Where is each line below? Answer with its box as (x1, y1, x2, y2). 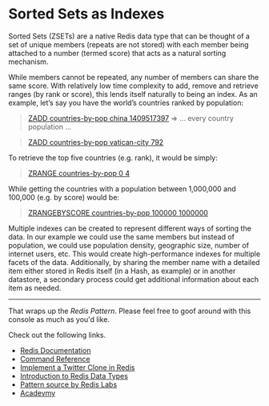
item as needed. (8, 283, 62, 292)
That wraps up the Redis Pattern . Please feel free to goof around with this (8, 306, 251, 316)
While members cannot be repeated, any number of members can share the (8, 72, 259, 82)
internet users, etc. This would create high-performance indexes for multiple (8, 249, 261, 259)
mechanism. (8, 57, 49, 66)
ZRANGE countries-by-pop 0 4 (27, 168, 130, 178)
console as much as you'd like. (8, 314, 110, 324)
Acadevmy (19, 388, 56, 397)
